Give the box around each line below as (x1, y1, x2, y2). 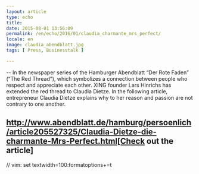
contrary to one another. (6, 100, 66, 107)
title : (6, 20, 23, 26)
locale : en (6, 36, 33, 42)
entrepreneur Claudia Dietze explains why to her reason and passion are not (6, 94, 193, 101)
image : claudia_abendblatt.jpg (6, 42, 84, 48)
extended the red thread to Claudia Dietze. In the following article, (6, 87, 168, 95)
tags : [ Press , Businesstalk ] (6, 48, 84, 53)
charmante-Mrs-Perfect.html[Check (6, 136, 145, 146)
